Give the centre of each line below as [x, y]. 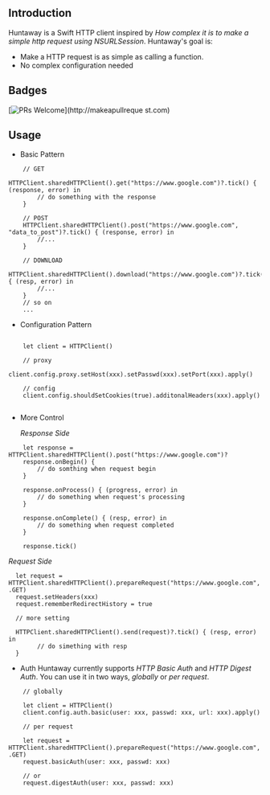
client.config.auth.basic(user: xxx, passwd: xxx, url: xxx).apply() [142, 713]
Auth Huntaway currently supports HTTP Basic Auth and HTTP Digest [135, 668]
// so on [37, 303]
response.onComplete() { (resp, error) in [95, 518]
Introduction [40, 13]
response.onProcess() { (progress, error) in [100, 490]
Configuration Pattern [56, 325]
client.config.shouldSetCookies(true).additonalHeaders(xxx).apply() [142, 396]
